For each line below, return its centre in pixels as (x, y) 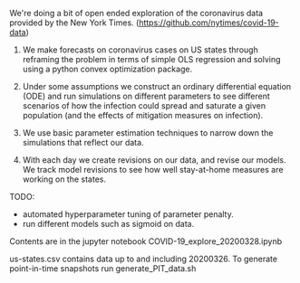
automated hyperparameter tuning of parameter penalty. (128, 214)
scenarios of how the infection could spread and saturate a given (144, 106)
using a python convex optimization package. (107, 69)
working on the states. (64, 179)
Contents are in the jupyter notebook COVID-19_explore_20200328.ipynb (146, 241)
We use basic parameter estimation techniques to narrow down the (148, 133)
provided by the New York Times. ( (74, 23)
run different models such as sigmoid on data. (108, 224)
